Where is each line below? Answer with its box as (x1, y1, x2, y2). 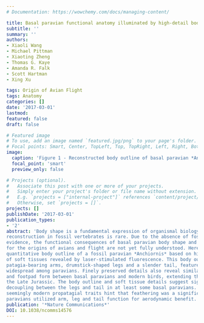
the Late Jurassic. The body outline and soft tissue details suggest (6, 279, 189, 285)
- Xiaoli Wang (6, 43, 42, 49)
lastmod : (6, 110, 29, 116)
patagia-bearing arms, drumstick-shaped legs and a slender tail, (6, 262, 178, 268)
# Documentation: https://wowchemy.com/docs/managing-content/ (6, 9, 170, 15)
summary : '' (6, 31, 36, 37)
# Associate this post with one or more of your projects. (6, 183, 165, 189)
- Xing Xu (6, 77, 32, 83)
